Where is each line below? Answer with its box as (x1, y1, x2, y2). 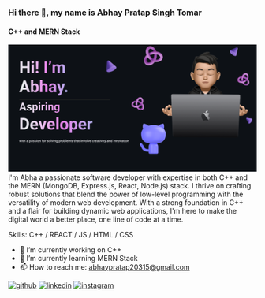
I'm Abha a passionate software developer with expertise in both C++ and (8, 173, 248, 182)
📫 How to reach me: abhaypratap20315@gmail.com (19, 262, 191, 271)
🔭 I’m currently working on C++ (19, 244, 122, 255)
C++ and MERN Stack (8, 27, 80, 36)
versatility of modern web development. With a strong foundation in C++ (8, 197, 244, 207)
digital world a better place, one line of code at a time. (8, 214, 184, 224)
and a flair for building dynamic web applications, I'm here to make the (8, 206, 237, 215)
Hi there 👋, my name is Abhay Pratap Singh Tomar (8, 7, 203, 18)
